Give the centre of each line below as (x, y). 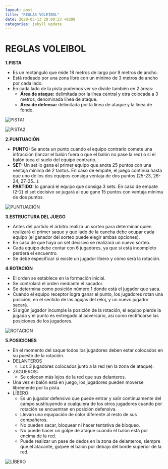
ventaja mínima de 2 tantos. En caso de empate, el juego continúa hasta (87, 171)
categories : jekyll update (34, 24)
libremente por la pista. (36, 388)
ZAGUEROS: (25, 372)
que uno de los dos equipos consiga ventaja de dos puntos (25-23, (82, 176)
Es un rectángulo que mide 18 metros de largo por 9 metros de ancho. (85, 73)
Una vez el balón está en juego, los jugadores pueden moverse (78, 382)
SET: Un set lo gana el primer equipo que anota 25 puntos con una (82, 165)
